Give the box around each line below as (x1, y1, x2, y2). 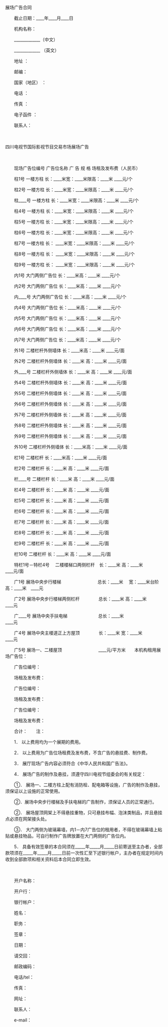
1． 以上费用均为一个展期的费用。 (14, 739, 83, 745)
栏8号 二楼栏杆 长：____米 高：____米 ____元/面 (14, 530, 110, 536)
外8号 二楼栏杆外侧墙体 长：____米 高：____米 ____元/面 (14, 423, 127, 428)
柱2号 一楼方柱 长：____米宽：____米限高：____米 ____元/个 (14, 187, 134, 193)
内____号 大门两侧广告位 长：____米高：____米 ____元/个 (14, 294, 127, 300)
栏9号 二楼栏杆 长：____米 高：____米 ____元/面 (14, 540, 110, 546)
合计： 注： (14, 728, 45, 734)
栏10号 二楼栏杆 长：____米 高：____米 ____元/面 (14, 551, 111, 557)
